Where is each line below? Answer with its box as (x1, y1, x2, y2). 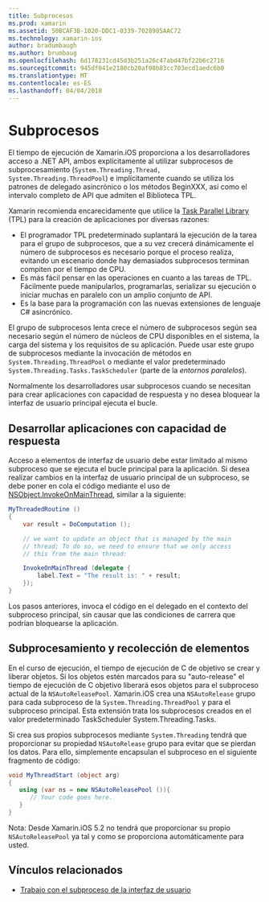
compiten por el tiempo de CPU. (19, 265, 127, 274)
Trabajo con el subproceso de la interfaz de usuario (19, 884, 191, 894)
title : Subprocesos (8, 11, 74, 20)
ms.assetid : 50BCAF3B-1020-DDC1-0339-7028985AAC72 (8, 27, 181, 35)
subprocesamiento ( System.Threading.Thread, (8, 165, 161, 175)
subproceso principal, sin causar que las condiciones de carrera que (8, 609, 235, 620)
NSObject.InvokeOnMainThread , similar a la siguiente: (8, 490, 186, 500)
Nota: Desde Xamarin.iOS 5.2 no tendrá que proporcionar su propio (8, 822, 231, 833)
